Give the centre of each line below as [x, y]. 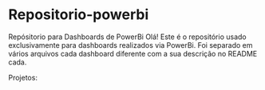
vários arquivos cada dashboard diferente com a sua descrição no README [133, 53]
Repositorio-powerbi [79, 15]
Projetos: [23, 77]
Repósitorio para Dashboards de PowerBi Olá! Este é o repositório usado [127, 37]
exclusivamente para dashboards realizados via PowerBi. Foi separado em [131, 45]
